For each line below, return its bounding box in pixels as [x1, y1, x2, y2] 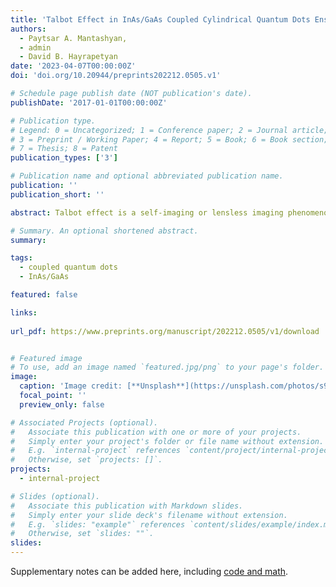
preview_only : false [19, 399, 105, 410]
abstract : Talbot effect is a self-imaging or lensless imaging [10, 207, 284, 218]
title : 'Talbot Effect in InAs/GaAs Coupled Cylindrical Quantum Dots [10, 14, 311, 25]
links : [10, 307, 38, 318]
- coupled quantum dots [19, 262, 118, 273]
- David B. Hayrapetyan [19, 52, 118, 62]
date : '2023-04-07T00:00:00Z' [10, 61, 137, 71]
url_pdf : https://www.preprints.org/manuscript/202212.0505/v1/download [10, 326, 320, 336]
